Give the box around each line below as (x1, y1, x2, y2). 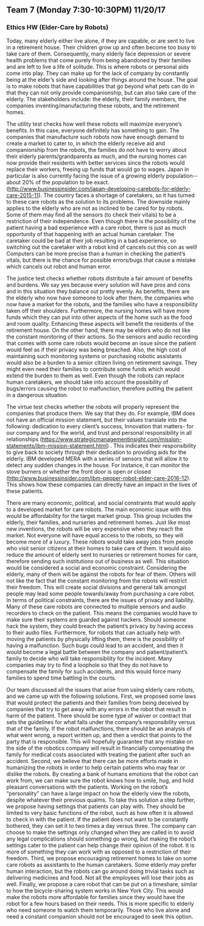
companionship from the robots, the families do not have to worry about (6, 146, 187, 153)
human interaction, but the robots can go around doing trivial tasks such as (6, 867, 195, 875)
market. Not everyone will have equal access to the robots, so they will (6, 531, 184, 539)
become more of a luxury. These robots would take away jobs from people (6, 538, 194, 545)
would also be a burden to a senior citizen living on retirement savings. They (6, 359, 198, 366)
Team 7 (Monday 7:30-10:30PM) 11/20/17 (6, 5, 166, 15)
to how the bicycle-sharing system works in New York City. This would (6, 887, 184, 894)
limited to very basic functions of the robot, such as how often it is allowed (6, 809, 193, 816)
